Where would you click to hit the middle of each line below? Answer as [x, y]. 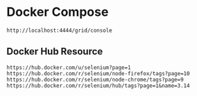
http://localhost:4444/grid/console [59, 30]
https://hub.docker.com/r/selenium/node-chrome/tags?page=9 [95, 79]
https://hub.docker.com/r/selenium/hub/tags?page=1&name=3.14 [98, 86]
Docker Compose [58, 12]
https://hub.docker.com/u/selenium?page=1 [69, 67]
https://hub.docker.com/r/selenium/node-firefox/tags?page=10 [98, 73]
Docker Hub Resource [55, 51]
